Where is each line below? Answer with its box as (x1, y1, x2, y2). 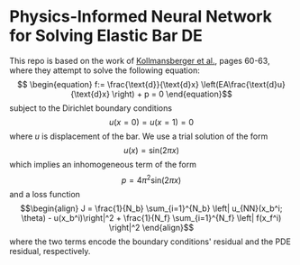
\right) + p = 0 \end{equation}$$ (112, 88, 232, 99)
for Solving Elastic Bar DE (9, 25, 203, 46)
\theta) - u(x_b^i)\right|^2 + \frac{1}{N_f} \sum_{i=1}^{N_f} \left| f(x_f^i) (21, 212, 282, 223)
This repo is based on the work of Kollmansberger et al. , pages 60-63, (9, 55, 270, 66)
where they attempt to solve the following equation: (9, 65, 200, 76)
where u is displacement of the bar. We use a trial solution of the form (9, 131, 268, 142)
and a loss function (9, 188, 81, 199)
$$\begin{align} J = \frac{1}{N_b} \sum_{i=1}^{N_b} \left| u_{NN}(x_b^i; (20, 203, 283, 214)
